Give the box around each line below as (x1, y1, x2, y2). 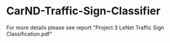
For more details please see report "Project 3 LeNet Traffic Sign (6, 24, 165, 31)
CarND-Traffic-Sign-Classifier (6, 4, 161, 18)
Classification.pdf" (6, 30, 52, 37)
